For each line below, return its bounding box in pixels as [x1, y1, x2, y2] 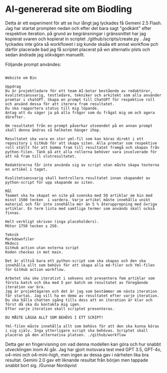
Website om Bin [5, 75, 37, 80]
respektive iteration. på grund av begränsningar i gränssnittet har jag [5, 30, 146, 36]
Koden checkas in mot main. [5, 249, 64, 254]
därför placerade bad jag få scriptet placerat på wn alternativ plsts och [5, 46, 151, 52]
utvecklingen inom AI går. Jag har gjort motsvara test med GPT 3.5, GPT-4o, [5, 346, 162, 352]
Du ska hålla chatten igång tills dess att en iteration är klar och [5, 297, 153, 302]
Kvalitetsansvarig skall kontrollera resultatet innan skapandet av [5, 175, 151, 180]
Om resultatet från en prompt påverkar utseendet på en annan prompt [5, 123, 153, 128]
